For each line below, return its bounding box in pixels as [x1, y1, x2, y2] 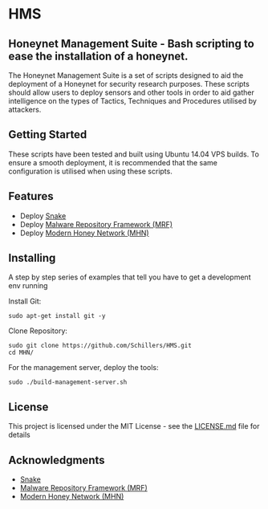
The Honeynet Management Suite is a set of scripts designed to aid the [8, 71, 244, 80]
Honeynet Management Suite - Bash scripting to [8, 37, 254, 51]
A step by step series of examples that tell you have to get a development [8, 272, 251, 282]
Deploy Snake [19, 210, 67, 221]
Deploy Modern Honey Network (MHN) [19, 228, 150, 238]
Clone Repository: [8, 326, 68, 336]
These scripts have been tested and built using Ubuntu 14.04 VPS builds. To [8, 149, 259, 159]
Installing [8, 251, 56, 265]
